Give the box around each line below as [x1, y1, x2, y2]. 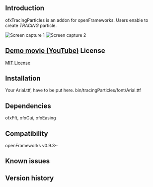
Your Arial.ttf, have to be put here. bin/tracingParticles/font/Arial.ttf [5, 87, 142, 93]
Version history [5, 174, 54, 182]
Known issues [5, 157, 50, 166]
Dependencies [5, 101, 51, 110]
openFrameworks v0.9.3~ [5, 143, 58, 149]
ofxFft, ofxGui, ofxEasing [5, 115, 56, 121]
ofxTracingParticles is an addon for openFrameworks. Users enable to [5, 17, 149, 23]
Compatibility [5, 129, 48, 138]
